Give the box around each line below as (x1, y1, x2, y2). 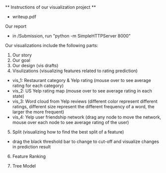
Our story (12, 52, 32, 58)
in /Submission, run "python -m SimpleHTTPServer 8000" (12, 33, 131, 39)
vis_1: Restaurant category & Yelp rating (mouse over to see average (12, 78, 151, 83)
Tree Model (12, 163, 36, 169)
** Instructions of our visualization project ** (5, 4, 96, 10)
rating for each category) (12, 83, 64, 88)
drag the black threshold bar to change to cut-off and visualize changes (12, 138, 160, 144)
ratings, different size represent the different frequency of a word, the (12, 104, 155, 109)
